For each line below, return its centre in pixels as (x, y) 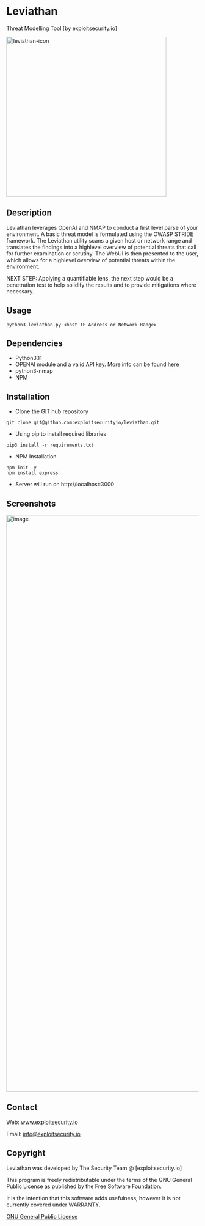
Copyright (26, 1153)
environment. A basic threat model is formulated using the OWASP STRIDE (100, 234)
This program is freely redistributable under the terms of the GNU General (99, 1180)
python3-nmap (34, 371)
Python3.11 (28, 358)
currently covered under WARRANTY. (53, 1205)
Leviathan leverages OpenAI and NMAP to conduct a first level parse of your (102, 227)
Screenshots (31, 503)
